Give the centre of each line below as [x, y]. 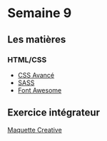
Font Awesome [40, 90]
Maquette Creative [35, 130]
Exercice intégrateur [54, 113]
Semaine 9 [40, 13]
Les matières [37, 40]
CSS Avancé [36, 75]
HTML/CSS [27, 60]
